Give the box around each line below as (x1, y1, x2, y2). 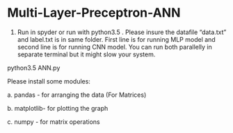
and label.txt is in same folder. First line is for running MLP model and (17, 35, 216, 43)
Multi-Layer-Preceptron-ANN (7, 5, 181, 21)
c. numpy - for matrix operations (7, 117, 101, 126)
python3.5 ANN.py (7, 63, 61, 72)
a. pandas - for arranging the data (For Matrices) (7, 91, 147, 99)
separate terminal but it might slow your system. (17, 50, 156, 58)
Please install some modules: (7, 77, 90, 85)
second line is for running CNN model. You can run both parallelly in (17, 42, 212, 51)
